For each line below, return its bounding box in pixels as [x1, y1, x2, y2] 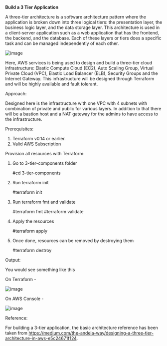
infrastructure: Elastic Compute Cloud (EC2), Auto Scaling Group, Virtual [5, 65, 154, 71]
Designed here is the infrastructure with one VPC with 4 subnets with [5, 100, 148, 106]
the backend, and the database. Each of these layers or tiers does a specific [5, 35, 162, 41]
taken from [5, 330, 28, 336]
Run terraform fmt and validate [12, 199, 76, 205]
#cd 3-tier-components [12, 170, 61, 176]
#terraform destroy [12, 247, 52, 253]
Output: [5, 257, 21, 263]
